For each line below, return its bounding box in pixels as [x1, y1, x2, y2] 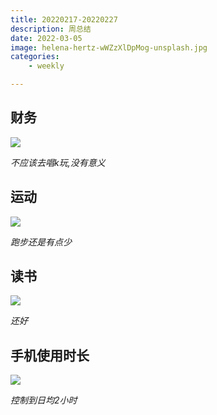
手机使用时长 [10, 347, 90, 364]
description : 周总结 [10, 24, 92, 34]
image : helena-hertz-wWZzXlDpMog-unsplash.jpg [10, 42, 208, 53]
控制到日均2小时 [10, 394, 78, 406]
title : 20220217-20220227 [10, 14, 118, 25]
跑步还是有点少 [10, 236, 72, 248]
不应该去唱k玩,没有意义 [10, 156, 106, 168]
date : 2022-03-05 [10, 33, 83, 43]
